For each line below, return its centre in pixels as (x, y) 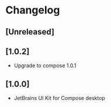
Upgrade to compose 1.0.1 (45, 65)
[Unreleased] (30, 32)
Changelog (33, 10)
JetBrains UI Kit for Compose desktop (60, 98)
